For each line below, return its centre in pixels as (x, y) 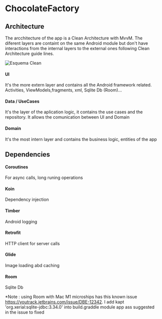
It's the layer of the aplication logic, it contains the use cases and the (74, 112)
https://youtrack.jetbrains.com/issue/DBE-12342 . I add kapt (65, 302)
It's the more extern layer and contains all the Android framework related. (78, 85)
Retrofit (13, 233)
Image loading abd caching (32, 266)
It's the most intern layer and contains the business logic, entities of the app (81, 139)
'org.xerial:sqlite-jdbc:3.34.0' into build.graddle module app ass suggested (80, 307)
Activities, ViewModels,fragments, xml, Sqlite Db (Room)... (63, 90)
